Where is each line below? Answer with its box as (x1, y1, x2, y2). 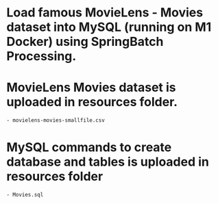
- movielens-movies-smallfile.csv (6, 117, 106, 124)
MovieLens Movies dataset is (6, 80, 176, 95)
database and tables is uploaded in (6, 154, 210, 170)
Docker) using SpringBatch (6, 34, 164, 49)
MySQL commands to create (6, 140, 172, 155)
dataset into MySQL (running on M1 (6, 19, 212, 35)
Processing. (6, 49, 77, 64)
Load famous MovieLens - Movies (6, 5, 204, 21)
